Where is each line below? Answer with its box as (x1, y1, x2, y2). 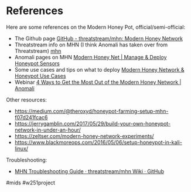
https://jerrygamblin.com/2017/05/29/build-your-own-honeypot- (14, 120, 171, 127)
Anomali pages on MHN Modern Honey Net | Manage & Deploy (14, 53, 167, 60)
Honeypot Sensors (14, 60, 60, 67)
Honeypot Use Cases (14, 72, 66, 79)
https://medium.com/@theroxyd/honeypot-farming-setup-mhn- (14, 107, 169, 114)
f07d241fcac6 (14, 113, 48, 121)
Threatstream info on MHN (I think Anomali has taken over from (14, 41, 168, 48)
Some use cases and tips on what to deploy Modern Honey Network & (14, 66, 185, 73)
